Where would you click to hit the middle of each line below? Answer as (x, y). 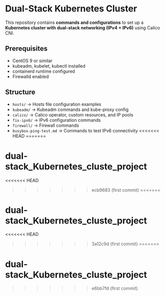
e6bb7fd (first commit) (115, 289)
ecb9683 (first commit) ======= (126, 190)
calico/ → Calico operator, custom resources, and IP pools (73, 114)
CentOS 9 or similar (32, 61)
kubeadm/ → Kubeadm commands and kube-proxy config (70, 109)
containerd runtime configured (44, 71)
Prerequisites (26, 49)
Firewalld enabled (31, 76)
